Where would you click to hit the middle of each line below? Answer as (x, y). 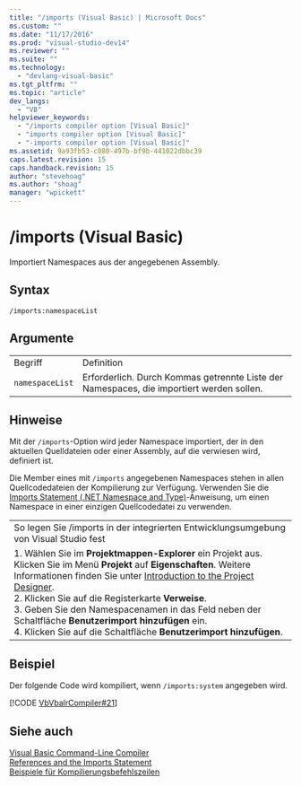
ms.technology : (38, 68)
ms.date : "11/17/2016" (52, 34)
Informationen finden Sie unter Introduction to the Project (134, 576)
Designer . (34, 587)
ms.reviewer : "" (39, 51)
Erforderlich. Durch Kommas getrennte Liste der (183, 377)
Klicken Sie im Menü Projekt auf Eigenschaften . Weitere (132, 564)
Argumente (42, 339)
